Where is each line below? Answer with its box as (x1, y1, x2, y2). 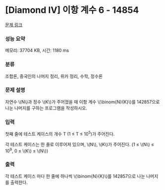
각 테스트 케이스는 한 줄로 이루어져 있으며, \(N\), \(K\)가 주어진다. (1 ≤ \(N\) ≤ (5, 141, 155, 147)
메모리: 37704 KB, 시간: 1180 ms (5, 47, 69, 53)
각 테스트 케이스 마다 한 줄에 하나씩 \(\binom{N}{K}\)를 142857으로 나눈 (5, 173, 145, 179)
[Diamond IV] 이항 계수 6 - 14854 (5, 4, 139, 16)
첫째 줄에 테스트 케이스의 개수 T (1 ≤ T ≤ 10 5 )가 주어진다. (5, 130, 115, 137)
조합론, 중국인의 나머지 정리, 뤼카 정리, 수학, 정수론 (5, 73, 103, 79)
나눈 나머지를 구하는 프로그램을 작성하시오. (5, 105, 88, 111)
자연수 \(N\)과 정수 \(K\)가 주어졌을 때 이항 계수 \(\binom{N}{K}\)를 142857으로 (5, 99, 160, 105)
